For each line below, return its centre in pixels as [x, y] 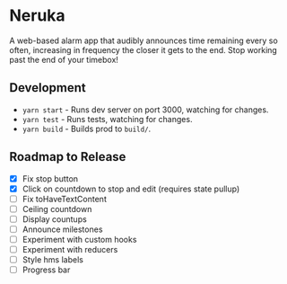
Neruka [37, 16]
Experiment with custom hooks [79, 239]
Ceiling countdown [57, 209]
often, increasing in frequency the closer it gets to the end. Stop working [143, 49]
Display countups [54, 219]
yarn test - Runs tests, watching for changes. [107, 119]
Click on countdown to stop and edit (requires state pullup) [131, 189]
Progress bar [46, 270]
